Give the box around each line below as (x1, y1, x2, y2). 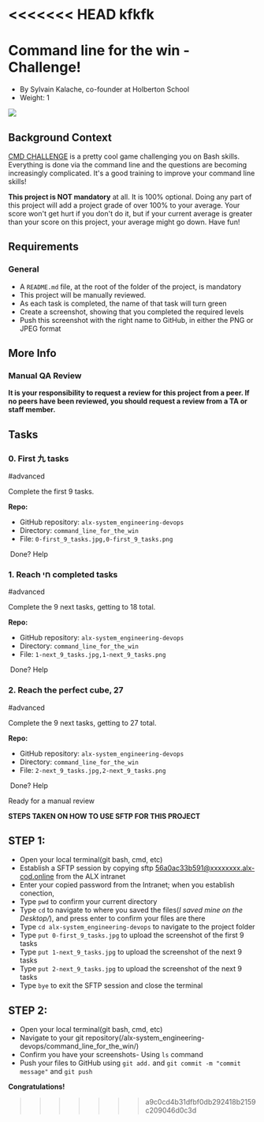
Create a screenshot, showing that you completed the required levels (19, 306, 244, 317)
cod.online (19, 872, 54, 881)
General (8, 264, 39, 275)
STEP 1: (8, 834, 46, 847)
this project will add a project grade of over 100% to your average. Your (8, 200, 240, 210)
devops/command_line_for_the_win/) (19, 1041, 139, 1051)
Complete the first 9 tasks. (8, 487, 95, 496)
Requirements (8, 240, 79, 253)
